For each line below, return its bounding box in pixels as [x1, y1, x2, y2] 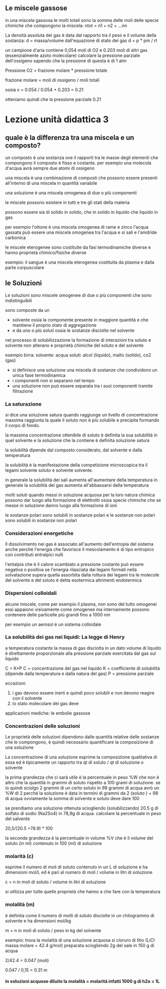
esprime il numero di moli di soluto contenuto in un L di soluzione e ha [5, 864, 148, 870]
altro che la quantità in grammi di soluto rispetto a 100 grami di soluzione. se [5, 780, 161, 786]
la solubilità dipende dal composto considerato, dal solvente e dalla [5, 447, 142, 453]
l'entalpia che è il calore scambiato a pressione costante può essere [5, 562, 144, 567]
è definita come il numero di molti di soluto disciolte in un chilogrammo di [5, 912, 155, 918]
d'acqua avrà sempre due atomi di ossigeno [5, 165, 95, 171]
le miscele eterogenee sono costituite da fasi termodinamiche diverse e [5, 244, 151, 250]
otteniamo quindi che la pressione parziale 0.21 [5, 96, 102, 102]
